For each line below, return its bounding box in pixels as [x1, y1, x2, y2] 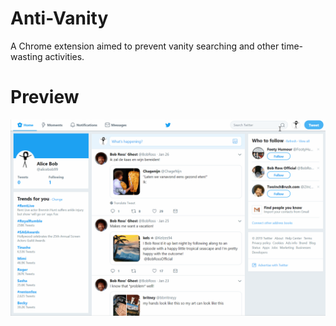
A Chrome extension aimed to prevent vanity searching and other [10, 40, 280, 52]
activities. [44, 50, 85, 62]
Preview [10, 86, 80, 109]
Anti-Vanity [10, 7, 109, 30]
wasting [10, 50, 43, 62]
